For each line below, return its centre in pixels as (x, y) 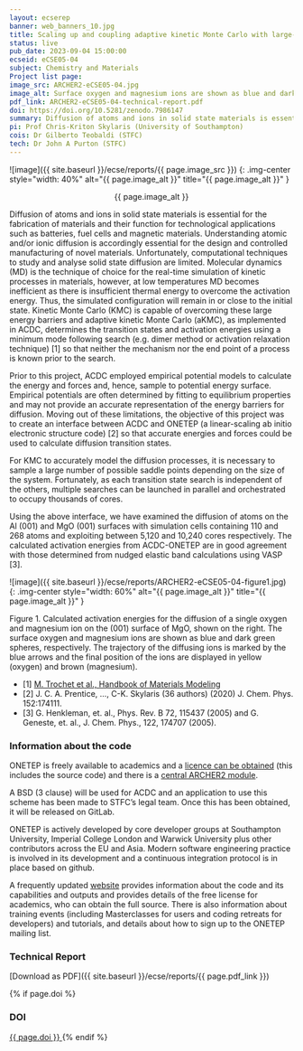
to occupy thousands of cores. (66, 499)
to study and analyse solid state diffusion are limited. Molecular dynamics (146, 262)
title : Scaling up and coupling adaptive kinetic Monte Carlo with (139, 34)
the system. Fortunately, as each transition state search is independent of (146, 479)
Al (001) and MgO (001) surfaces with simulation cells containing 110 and (144, 526)
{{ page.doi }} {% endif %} (59, 1037)
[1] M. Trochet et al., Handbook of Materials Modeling (121, 684)
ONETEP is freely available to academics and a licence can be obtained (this (151, 765)
